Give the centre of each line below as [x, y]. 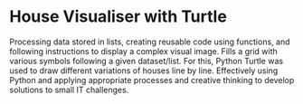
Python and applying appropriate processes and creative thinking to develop [152, 80]
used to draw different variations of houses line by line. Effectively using [144, 71]
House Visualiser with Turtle [118, 17]
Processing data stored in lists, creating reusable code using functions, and [150, 42]
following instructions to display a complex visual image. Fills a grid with [143, 51]
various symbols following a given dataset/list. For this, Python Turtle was [146, 61]
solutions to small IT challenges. [69, 90]
